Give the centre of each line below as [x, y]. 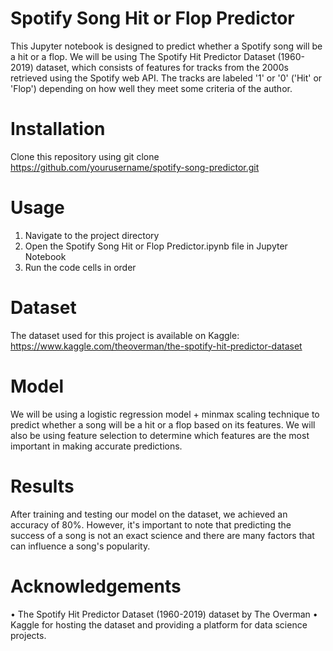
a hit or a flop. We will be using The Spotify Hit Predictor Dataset [143, 56]
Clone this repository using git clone [85, 156]
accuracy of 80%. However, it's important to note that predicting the [151, 524]
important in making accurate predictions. [96, 446]
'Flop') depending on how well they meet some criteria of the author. [151, 88]
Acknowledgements [96, 586]
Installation [58, 129]
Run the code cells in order [80, 267]
